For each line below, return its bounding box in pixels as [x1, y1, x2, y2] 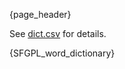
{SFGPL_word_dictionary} [9, 47, 116, 59]
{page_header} [9, 9, 72, 20]
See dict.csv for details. [9, 28, 107, 39]
